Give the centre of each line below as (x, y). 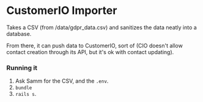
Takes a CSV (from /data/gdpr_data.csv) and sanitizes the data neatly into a (102, 27)
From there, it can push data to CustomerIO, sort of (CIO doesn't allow (95, 46)
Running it (22, 67)
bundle (24, 88)
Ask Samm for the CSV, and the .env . (62, 81)
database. (19, 33)
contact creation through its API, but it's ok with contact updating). (90, 52)
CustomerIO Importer (62, 11)
